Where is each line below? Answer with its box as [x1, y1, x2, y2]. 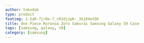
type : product [5, 12, 35, 17]
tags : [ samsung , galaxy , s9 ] [5, 26, 66, 31]
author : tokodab [5, 7, 39, 12]
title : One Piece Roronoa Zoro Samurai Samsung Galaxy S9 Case [5, 21, 140, 26]
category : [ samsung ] [5, 30, 48, 35]
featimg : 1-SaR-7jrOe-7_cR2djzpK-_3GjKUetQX [5, 16, 99, 21]
